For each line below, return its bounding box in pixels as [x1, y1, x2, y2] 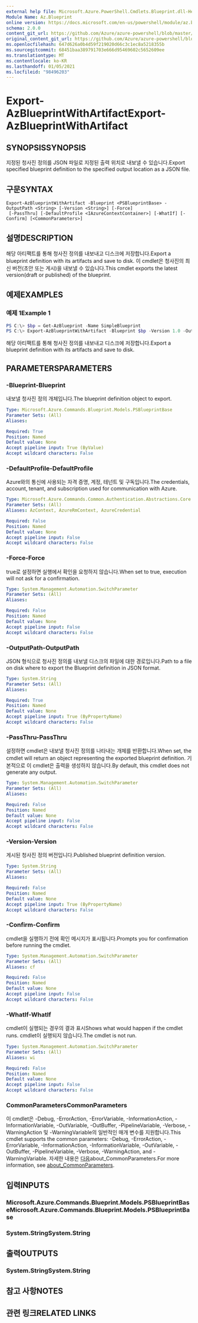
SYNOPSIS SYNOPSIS [6, 143, 87, 153]
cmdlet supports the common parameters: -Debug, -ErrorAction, [6, 1136, 163, 1143]
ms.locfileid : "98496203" [6, 69, 70, 75]
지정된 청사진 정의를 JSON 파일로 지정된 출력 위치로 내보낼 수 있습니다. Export [6, 159, 186, 166]
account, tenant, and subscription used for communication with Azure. [6, 485, 177, 492]
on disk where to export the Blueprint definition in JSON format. [6, 664, 161, 671]
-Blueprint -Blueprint [6, 381, 66, 389]
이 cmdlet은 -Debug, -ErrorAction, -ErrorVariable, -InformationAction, [6, 1115, 174, 1123]
